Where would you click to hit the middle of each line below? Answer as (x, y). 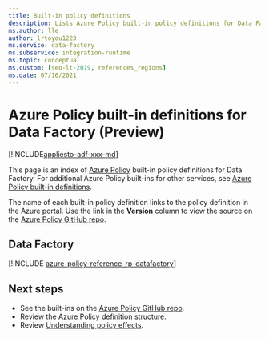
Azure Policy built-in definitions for (127, 115)
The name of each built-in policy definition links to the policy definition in (128, 202)
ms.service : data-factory (51, 46)
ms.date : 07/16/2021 (43, 75)
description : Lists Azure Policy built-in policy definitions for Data (130, 23)
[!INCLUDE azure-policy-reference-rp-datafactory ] (92, 264)
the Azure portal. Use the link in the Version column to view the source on (130, 211)
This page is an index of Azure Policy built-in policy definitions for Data (125, 170)
